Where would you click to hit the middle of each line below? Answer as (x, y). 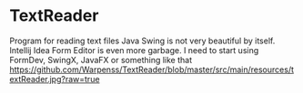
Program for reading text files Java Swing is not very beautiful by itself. (142, 41)
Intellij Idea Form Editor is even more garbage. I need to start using (134, 50)
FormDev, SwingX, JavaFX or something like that (101, 60)
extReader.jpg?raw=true (55, 79)
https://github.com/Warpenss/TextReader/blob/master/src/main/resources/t (151, 70)
